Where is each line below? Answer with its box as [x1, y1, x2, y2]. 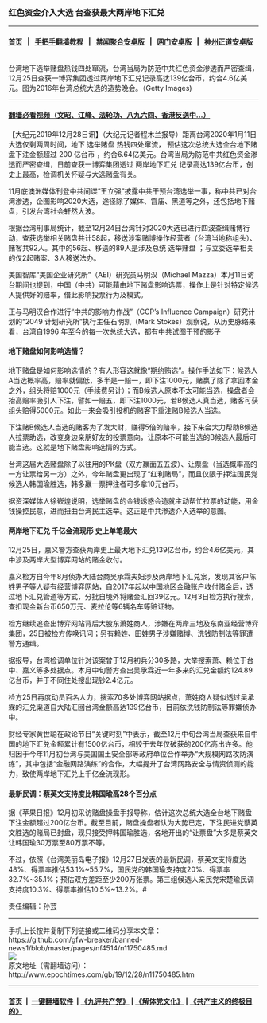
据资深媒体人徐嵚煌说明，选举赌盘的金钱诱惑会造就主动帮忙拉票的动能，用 [8, 496, 252, 505]
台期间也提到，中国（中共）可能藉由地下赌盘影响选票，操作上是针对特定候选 [8, 280, 259, 289]
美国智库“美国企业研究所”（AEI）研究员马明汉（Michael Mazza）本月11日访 [8, 269, 255, 280]
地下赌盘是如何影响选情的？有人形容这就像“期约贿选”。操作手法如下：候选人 [8, 365, 258, 375]
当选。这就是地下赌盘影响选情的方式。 [14, 442, 141, 452]
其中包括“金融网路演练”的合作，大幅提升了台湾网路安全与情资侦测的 [25, 759, 248, 769]
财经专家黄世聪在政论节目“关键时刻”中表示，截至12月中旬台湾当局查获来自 [8, 729, 252, 739]
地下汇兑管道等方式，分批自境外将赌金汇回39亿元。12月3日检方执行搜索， [14, 592, 258, 602]
